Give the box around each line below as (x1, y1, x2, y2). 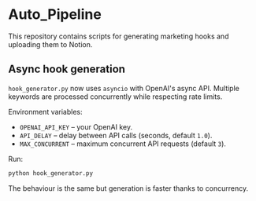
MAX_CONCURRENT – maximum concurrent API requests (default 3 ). (19, 139, 227, 148)
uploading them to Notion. (8, 39, 93, 49)
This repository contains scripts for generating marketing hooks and (8, 31, 229, 41)
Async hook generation (8, 63, 126, 76)
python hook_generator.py (8, 169, 93, 177)
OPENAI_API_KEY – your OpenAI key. (19, 122, 132, 131)
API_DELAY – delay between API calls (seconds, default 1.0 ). (19, 130, 213, 140)
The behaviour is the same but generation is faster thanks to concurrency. (8, 183, 249, 193)
